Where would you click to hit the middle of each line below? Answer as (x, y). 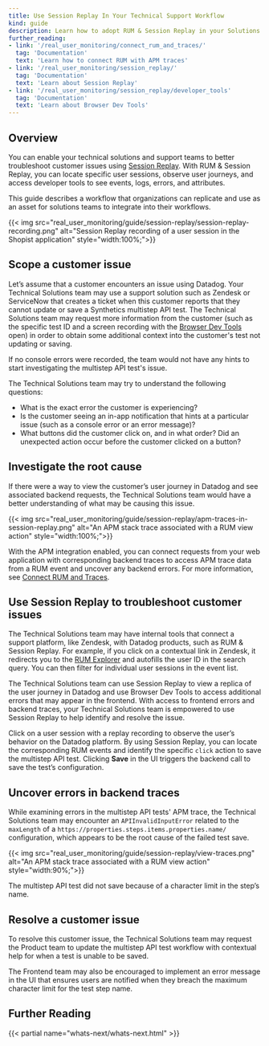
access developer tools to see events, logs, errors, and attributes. (117, 182)
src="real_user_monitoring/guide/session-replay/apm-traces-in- (142, 519)
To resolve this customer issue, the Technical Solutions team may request (130, 939)
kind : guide (28, 23)
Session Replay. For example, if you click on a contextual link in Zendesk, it (132, 651)
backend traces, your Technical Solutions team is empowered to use (122, 709)
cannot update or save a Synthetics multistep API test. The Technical (122, 309)
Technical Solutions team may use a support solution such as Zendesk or (129, 292)
